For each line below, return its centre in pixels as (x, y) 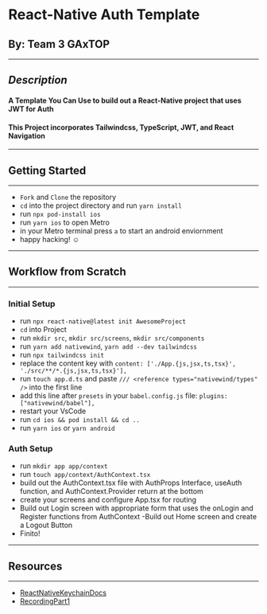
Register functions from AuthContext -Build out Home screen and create (138, 517)
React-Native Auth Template (104, 15)
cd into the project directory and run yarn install (101, 205)
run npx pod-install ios (60, 214)
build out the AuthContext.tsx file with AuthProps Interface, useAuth (131, 483)
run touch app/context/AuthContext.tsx (85, 475)
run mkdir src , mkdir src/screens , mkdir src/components (112, 338)
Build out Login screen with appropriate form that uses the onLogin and (137, 508)
